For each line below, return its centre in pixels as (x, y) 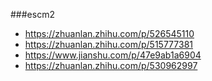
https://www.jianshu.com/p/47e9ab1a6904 (113, 55)
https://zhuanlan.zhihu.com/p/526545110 (109, 33)
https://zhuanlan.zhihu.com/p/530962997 (111, 65)
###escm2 (32, 14)
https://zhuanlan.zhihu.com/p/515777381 (108, 44)
